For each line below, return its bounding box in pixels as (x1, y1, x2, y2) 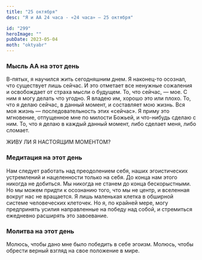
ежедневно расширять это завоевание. (6, 212, 109, 219)
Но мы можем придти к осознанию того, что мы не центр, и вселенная (6, 186, 190, 193)
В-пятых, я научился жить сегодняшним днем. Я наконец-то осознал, (6, 76, 187, 83)
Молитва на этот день (6, 227, 75, 235)
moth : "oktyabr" (6, 42, 47, 48)
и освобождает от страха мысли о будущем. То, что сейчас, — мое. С (6, 88, 188, 96)
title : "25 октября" (6, 8, 58, 15)
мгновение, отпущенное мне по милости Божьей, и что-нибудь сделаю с (6, 114, 196, 121)
